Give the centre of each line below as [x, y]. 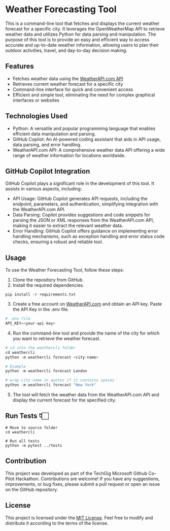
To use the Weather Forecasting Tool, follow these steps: [65, 270]
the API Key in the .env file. [41, 309]
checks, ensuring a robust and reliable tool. [58, 242]
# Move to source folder [31, 427]
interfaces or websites [36, 100]
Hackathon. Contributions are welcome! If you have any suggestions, [88, 479]
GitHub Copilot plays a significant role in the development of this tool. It [80, 183]
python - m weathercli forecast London [46, 371]
